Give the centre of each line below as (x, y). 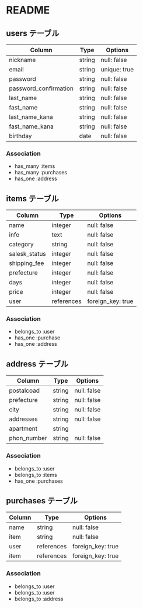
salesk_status (28, 254)
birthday (20, 136)
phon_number (28, 438)
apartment (23, 429)
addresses (23, 419)
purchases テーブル (42, 501)
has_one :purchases (39, 481)
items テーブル (33, 199)
